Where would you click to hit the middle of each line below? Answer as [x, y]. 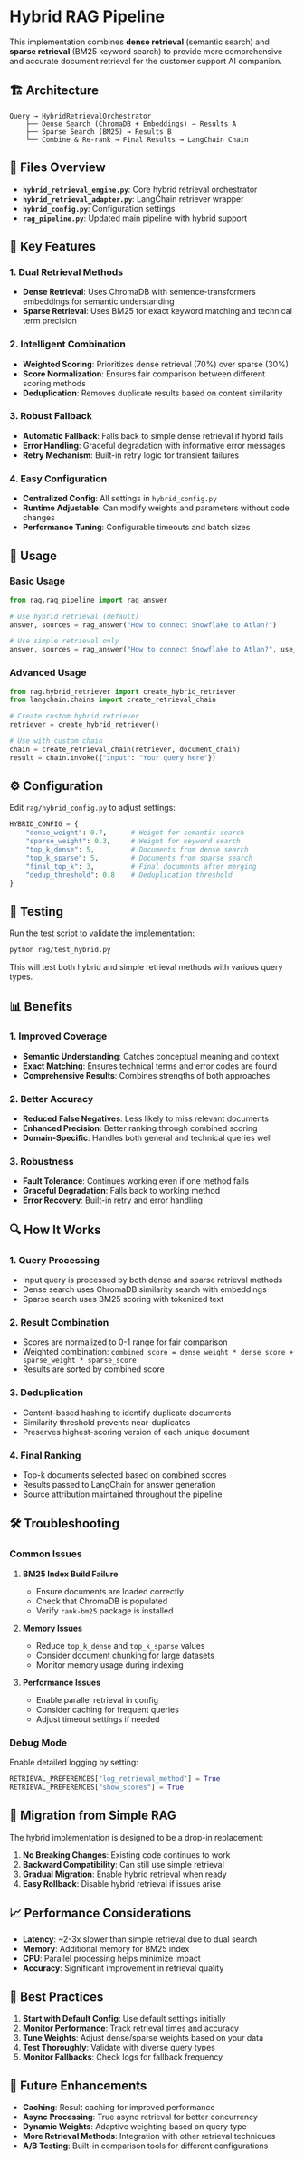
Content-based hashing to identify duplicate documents [127, 1413]
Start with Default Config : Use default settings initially [124, 2019]
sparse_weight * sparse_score [80, 1361]
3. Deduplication [47, 1393]
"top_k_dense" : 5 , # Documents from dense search [137, 850]
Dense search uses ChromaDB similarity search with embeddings [144, 1289]
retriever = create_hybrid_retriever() [85, 725]
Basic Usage [38, 581]
